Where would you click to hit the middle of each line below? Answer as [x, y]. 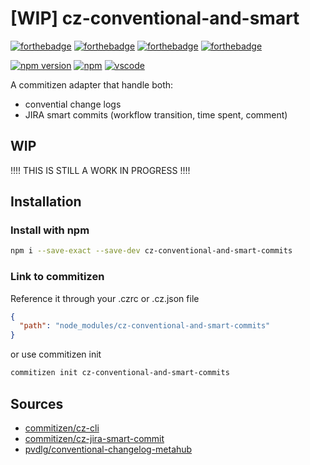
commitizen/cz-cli [62, 428]
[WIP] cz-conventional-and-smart [155, 18]
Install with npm [50, 230]
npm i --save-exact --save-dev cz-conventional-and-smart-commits [151, 251]
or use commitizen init [56, 354]
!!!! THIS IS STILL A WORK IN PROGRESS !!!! [100, 170]
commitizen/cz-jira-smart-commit [94, 438]
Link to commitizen [57, 277]
